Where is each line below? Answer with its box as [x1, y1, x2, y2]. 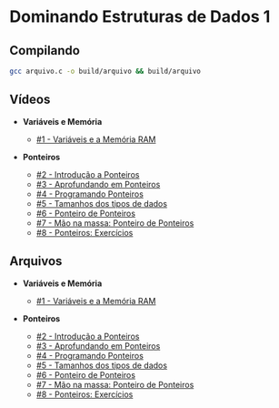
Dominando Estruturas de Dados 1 [9, 6, 271, 27]
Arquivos [9, 253, 63, 270]
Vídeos [9, 92, 51, 107]
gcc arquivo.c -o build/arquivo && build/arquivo [9, 66, 202, 76]
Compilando [9, 43, 80, 58]
